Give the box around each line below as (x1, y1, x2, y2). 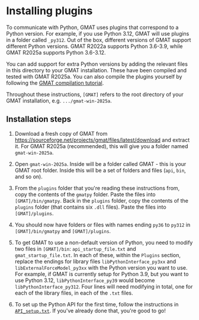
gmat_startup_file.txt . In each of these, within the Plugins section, (14, 251, 181, 258)
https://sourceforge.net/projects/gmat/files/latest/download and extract (14, 136, 190, 143)
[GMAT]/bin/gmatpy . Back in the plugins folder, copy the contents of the (14, 197, 188, 204)
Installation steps (6, 114, 72, 124)
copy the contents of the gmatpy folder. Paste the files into (14, 191, 156, 198)
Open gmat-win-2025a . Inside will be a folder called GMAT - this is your (14, 160, 187, 167)
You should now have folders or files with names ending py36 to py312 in (14, 221, 191, 228)
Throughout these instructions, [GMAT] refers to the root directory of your (6, 91, 184, 98)
